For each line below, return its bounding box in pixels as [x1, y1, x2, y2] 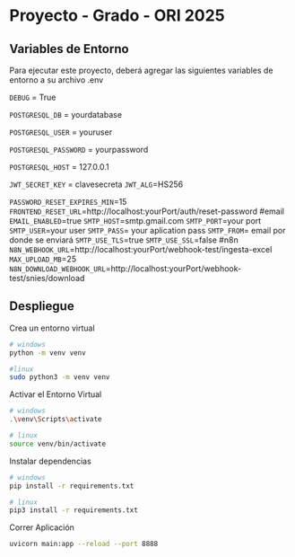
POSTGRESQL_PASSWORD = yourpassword [9, 145, 149, 155]
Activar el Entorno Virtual [9, 389, 102, 400]
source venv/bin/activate [9, 439, 106, 448]
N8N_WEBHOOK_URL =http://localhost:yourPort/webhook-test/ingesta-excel [9, 244, 273, 254]
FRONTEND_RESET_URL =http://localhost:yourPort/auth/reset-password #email [9, 206, 285, 217]
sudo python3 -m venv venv [9, 373, 110, 382]
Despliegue [9, 298, 74, 314]
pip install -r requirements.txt [9, 482, 134, 491]
